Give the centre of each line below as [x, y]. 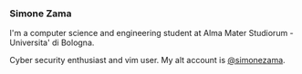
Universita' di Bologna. [52, 42]
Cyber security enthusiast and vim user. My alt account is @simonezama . [147, 60]
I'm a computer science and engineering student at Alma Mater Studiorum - [151, 33]
